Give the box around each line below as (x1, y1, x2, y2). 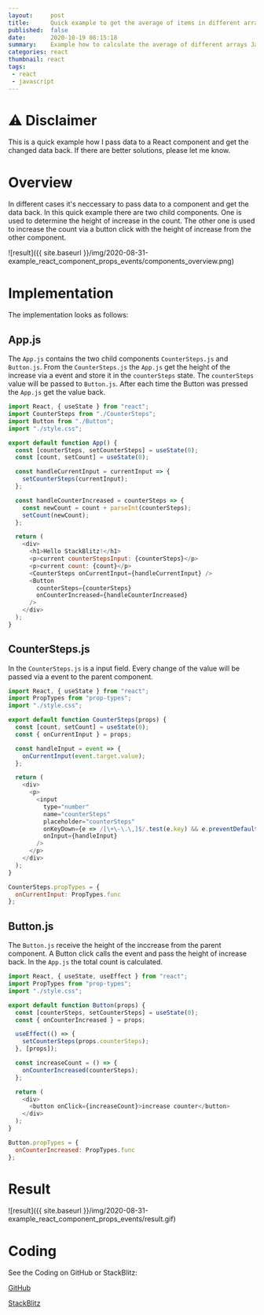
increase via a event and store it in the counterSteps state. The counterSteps (8, 371, 254, 381)
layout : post (8, 11, 65, 20)
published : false (8, 26, 68, 34)
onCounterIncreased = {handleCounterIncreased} (36, 592, 189, 600)
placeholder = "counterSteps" (42, 817, 135, 826)
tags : (8, 63, 26, 71)
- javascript (11, 77, 55, 85)
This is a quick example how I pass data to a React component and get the (8, 137, 249, 147)
